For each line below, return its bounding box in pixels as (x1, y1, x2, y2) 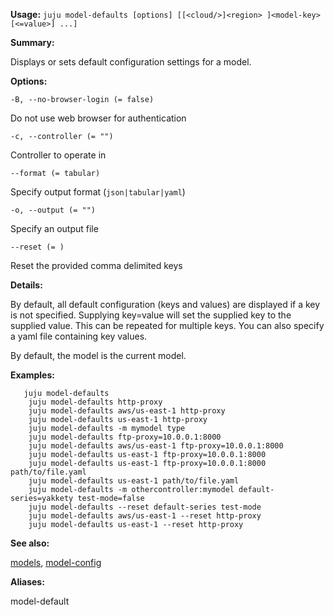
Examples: (10, 369, 55, 381)
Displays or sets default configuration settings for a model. (10, 56, 252, 68)
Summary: (10, 37, 55, 48)
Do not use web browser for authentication (10, 112, 187, 124)
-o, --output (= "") (10, 205, 97, 215)
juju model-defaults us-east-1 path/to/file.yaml (28, 476, 240, 486)
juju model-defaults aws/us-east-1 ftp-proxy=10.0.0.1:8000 (28, 441, 284, 451)
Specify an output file (10, 223, 99, 234)
